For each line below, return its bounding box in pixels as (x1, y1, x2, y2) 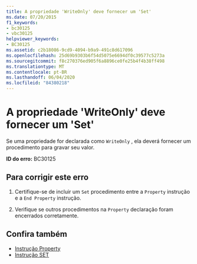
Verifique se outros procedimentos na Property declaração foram (14, 206, 174, 213)
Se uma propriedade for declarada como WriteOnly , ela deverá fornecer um (6, 137, 191, 145)
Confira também (6, 229, 68, 239)
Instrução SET (14, 251, 50, 258)
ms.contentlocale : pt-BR (6, 69, 67, 75)
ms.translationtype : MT (6, 63, 65, 70)
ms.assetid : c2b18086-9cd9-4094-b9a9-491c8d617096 (6, 47, 133, 53)
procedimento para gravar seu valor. (6, 144, 95, 151)
